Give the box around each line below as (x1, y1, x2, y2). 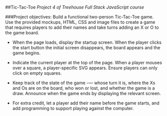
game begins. (12, 50, 41, 56)
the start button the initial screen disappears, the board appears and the (12, 45, 161, 50)
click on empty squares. (12, 70, 62, 76)
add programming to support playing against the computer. (12, 106, 134, 111)
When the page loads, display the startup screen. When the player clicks (12, 39, 162, 45)
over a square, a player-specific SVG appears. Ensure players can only (12, 65, 158, 71)
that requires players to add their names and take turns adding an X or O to (5, 24, 159, 30)
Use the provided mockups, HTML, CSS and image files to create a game (5, 19, 156, 25)
